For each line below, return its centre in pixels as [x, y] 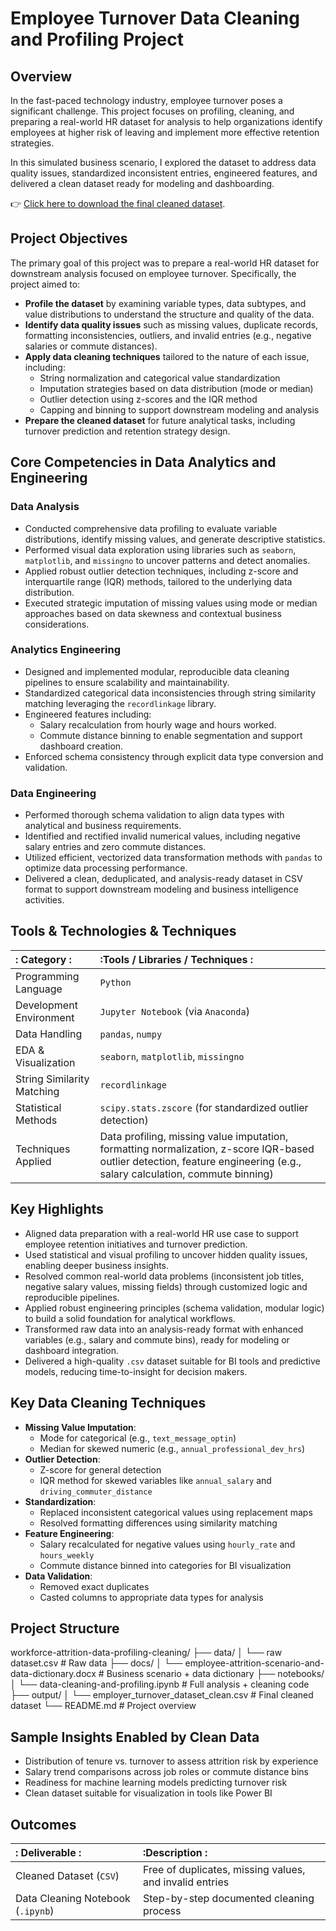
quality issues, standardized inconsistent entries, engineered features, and [164, 173]
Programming [47, 976]
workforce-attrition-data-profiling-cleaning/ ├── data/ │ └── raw [146, 1653]
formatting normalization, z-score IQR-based [207, 1149]
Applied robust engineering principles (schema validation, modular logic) [174, 1308]
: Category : [43, 959]
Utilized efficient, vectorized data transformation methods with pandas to [173, 858]
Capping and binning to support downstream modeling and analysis [179, 409]
